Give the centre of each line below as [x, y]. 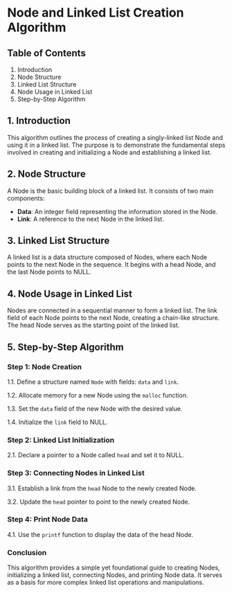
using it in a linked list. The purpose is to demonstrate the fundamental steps [116, 145]
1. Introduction [39, 121]
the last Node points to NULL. [49, 272]
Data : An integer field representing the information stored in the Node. [117, 211]
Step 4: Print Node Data [48, 520]
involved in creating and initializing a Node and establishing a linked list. [109, 152]
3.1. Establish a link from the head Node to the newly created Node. [102, 488]
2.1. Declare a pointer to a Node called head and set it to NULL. [96, 455]
